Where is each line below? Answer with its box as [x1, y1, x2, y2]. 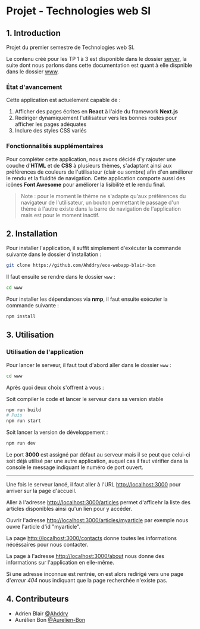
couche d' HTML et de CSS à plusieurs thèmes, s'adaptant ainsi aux [6, 162, 172, 169]
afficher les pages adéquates [14, 121, 87, 128]
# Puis [6, 412, 23, 418]
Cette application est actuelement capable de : [6, 97, 121, 104]
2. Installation [6, 229, 58, 239]
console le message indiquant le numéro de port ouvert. [6, 464, 144, 471]
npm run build [6, 407, 42, 413]
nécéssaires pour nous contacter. [6, 541, 89, 548]
